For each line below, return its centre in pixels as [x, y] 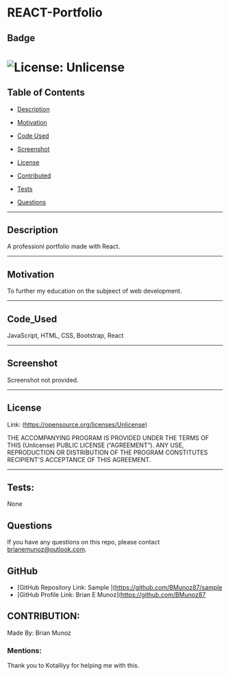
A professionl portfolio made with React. [64, 246]
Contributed [34, 176]
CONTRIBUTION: [43, 616]
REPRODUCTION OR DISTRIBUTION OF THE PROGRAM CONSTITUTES [107, 452]
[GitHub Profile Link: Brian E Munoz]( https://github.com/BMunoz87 [111, 595]
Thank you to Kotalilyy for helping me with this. [73, 666]
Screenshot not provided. [43, 380]
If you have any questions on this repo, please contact [84, 542]
